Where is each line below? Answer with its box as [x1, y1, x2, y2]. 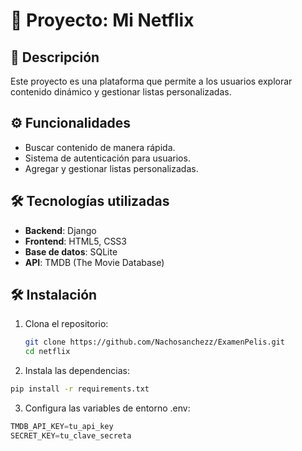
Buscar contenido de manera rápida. [24, 141, 176, 153]
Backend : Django [24, 224, 97, 236]
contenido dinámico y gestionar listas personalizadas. [10, 86, 232, 98]
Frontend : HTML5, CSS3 [24, 235, 127, 247]
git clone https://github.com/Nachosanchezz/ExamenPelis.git [24, 337, 286, 348]
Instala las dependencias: [24, 365, 130, 377]
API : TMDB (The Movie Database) [24, 256, 165, 268]
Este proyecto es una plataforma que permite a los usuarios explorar [10, 75, 293, 87]
